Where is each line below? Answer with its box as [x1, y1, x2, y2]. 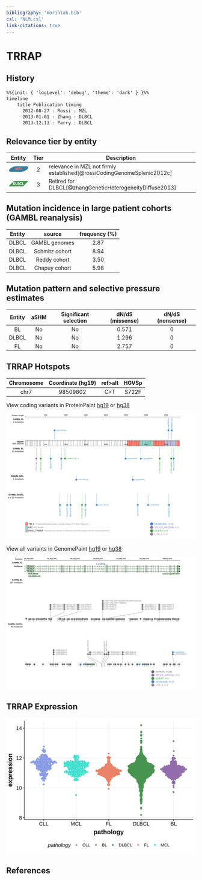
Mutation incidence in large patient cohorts [6, 203, 172, 214]
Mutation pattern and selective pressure [6, 283, 161, 294]
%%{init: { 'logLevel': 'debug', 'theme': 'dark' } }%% [6, 90, 149, 96]
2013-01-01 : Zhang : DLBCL [22, 114, 93, 120]
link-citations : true [6, 22, 61, 28]
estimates [6, 293, 44, 303]
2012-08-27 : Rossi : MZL [22, 108, 87, 114]
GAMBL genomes [31, 239, 75, 247]
